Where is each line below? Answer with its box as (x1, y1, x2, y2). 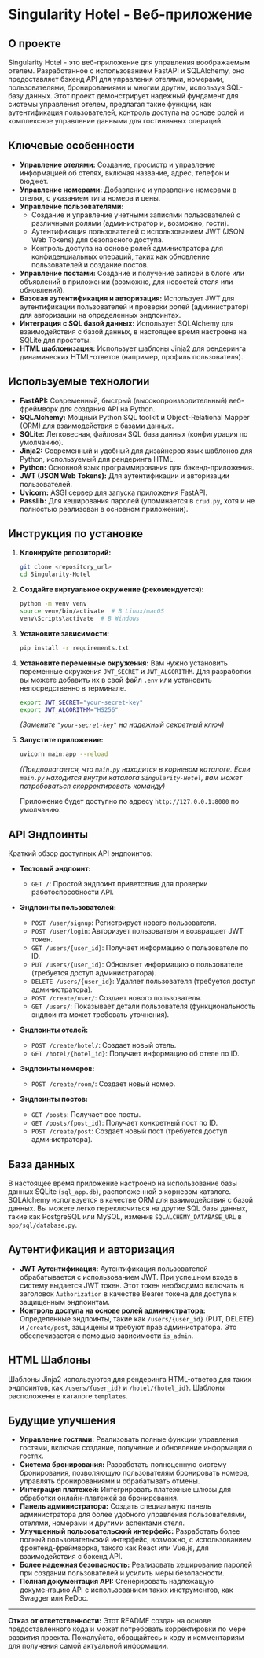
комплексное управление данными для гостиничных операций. (8, 116, 224, 125)
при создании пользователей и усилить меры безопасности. (19, 1568, 225, 1578)
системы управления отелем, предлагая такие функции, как (8, 100, 212, 109)
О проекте (8, 37, 61, 50)
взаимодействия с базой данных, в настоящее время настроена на (19, 326, 247, 336)
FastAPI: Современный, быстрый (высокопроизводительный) (19, 396, 228, 405)
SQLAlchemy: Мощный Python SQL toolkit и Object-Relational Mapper (19, 412, 250, 422)
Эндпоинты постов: (19, 1095, 89, 1104)
